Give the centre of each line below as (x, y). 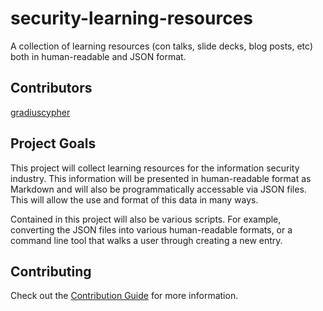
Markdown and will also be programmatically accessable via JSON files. (158, 189)
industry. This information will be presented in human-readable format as (161, 178)
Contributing (51, 271)
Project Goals (53, 143)
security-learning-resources (131, 18)
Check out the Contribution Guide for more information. (124, 296)
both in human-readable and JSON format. (98, 56)
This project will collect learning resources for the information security (155, 168)
